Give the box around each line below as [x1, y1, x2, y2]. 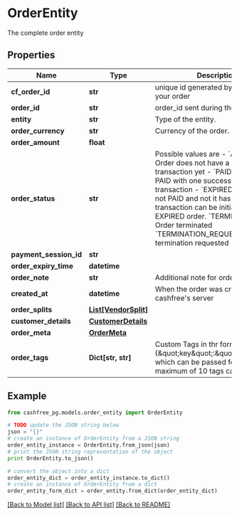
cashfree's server [154, 293, 214, 303]
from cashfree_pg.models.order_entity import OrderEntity [7, 409, 183, 416]
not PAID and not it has [154, 193, 231, 203]
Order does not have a [154, 158, 230, 168]
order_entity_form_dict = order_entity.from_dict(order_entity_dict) [7, 487, 218, 495]
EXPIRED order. [154, 211, 207, 221]
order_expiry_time [11, 261, 73, 271]
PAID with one [154, 176, 202, 186]
